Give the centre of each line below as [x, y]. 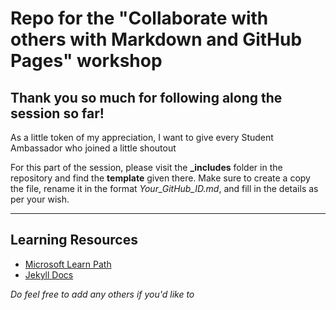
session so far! [57, 113]
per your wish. [40, 199]
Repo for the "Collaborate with [139, 18]
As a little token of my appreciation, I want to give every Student [142, 137]
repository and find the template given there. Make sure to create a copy [160, 178]
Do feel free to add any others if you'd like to [102, 294]
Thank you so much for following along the [146, 97]
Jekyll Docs [49, 274]
